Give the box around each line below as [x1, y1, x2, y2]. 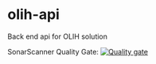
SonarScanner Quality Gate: [7, 47, 99, 56]
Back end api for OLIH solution [7, 32, 108, 41]
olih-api [7, 6, 60, 24]
